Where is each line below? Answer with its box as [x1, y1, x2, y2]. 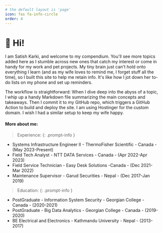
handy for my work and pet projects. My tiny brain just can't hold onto [5, 64, 146, 70]
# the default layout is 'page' [5, 7, 71, 12]
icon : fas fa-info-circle [5, 12, 58, 17]
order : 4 [5, 16, 23, 21]
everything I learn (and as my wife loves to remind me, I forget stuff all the [5, 69, 154, 75]
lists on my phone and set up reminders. [11, 79, 93, 86]
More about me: [5, 121, 38, 127]
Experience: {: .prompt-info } [17, 132, 75, 138]
